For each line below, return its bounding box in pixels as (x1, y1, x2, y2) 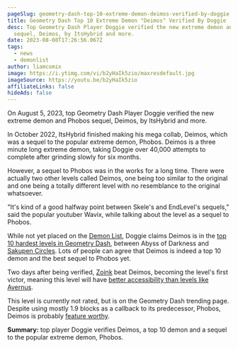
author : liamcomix (7, 63, 62, 70)
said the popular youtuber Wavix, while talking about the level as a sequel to (7, 211, 229, 219)
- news (13, 50, 33, 57)
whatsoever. (7, 189, 43, 198)
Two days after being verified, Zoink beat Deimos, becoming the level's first (7, 268, 228, 276)
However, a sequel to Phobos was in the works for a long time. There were (7, 167, 225, 175)
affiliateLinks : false (7, 83, 74, 90)
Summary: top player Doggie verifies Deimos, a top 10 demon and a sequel (7, 325, 227, 334)
